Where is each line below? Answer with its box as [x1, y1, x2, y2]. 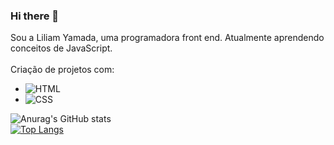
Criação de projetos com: [10, 64, 115, 76]
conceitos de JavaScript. [10, 42, 113, 54]
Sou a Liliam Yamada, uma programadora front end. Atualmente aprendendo [10, 32, 325, 44]
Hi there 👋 [10, 9, 60, 23]
